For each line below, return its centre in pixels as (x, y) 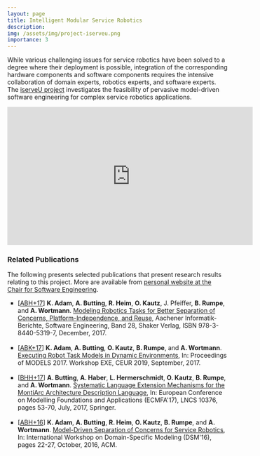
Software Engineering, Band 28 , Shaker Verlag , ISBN (121, 326)
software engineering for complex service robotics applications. (100, 97)
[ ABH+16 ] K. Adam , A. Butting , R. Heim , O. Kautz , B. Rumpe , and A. (116, 422)
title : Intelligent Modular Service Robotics (75, 20)
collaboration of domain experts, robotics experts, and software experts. (112, 82)
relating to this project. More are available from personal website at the (109, 282)
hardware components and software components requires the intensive (110, 75)
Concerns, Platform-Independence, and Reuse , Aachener (100, 318)
